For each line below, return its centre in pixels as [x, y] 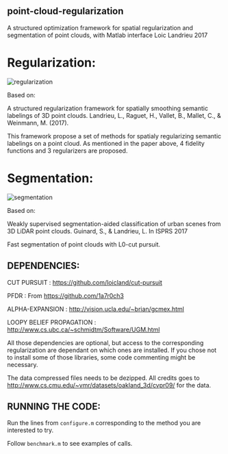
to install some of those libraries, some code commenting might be [101, 357]
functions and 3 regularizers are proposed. [67, 151]
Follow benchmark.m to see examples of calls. [70, 444]
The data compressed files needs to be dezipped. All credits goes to [103, 378]
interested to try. [30, 430]
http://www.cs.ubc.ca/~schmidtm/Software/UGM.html [84, 329]
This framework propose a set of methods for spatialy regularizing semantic [114, 136]
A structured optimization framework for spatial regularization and [100, 27]
